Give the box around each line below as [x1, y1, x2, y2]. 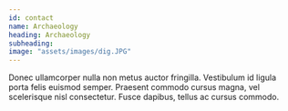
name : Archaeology [8, 22, 78, 31]
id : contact [8, 13, 54, 23]
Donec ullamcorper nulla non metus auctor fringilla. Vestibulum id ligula [8, 72, 277, 83]
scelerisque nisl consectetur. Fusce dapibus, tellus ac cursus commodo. [8, 92, 280, 103]
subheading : [8, 38, 54, 48]
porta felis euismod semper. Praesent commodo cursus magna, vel [8, 82, 261, 93]
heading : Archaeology [8, 30, 91, 39]
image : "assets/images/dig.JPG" [8, 47, 131, 56]
